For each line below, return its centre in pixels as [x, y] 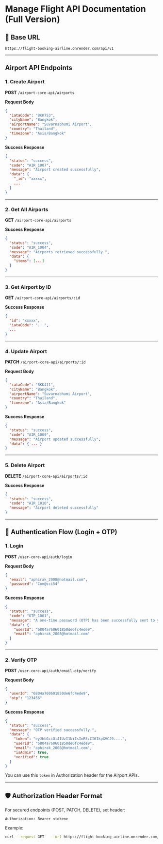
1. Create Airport [25, 82]
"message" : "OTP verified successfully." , [53, 730]
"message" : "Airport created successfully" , [55, 170]
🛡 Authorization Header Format [54, 796]
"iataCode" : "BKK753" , [32, 115]
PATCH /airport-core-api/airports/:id [45, 362]
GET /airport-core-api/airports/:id [43, 298]
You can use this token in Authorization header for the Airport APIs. [72, 775]
